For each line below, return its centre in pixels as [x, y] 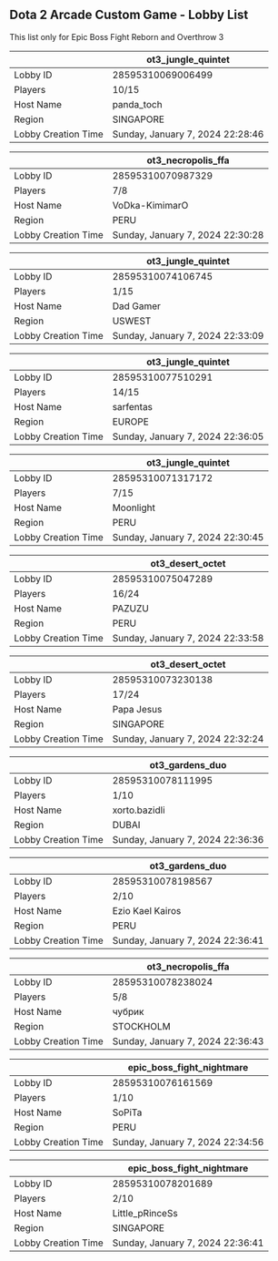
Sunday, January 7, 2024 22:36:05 [188, 436]
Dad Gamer [137, 306]
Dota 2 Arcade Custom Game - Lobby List [129, 15]
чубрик [128, 1011]
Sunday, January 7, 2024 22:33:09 [188, 335]
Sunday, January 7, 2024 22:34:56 [188, 1142]
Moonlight [134, 507]
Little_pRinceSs [145, 1213]
